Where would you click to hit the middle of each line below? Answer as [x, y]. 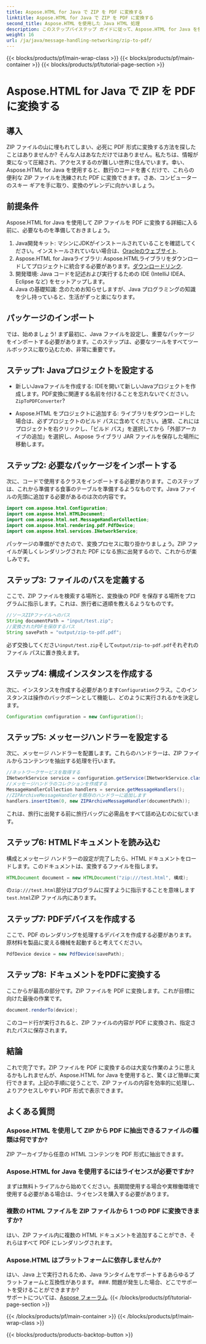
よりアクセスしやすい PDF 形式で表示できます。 [67, 1090]
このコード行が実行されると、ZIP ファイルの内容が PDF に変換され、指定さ [101, 1023]
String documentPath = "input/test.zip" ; [60, 621]
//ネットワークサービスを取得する [44, 773]
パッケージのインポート [51, 318]
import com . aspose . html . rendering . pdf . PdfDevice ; [71, 525]
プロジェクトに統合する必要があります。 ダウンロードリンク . [107, 266]
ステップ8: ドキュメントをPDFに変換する [84, 975]
